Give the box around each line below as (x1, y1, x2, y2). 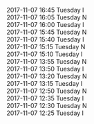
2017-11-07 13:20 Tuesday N (6, 72, 87, 80)
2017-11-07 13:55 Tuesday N (6, 57, 87, 65)
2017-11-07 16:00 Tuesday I (6, 21, 84, 28)
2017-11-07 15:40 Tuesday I (6, 35, 84, 44)
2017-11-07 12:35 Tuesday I (6, 94, 84, 103)
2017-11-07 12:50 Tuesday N (6, 87, 87, 95)
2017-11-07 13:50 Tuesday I (6, 65, 84, 73)
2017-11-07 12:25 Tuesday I (6, 109, 84, 117)
